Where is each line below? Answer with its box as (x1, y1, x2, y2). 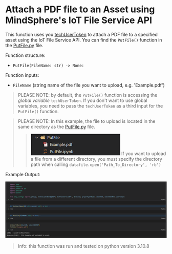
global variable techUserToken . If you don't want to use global (17, 97, 147, 103)
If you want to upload (121, 150, 166, 157)
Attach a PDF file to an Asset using (5, 4, 155, 15)
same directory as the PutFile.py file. (17, 123, 96, 130)
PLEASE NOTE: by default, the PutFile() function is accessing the (17, 92, 158, 98)
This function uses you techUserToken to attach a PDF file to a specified (5, 31, 158, 37)
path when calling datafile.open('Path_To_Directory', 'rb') (30, 161, 161, 167)
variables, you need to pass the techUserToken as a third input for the (17, 102, 163, 109)
